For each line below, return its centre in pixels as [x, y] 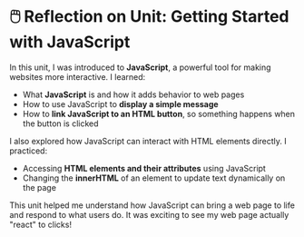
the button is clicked [60, 123]
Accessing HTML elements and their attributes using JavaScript [144, 168]
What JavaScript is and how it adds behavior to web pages [133, 94]
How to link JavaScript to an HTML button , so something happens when [159, 114]
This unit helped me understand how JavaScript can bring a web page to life [152, 205]
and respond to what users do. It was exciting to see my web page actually [149, 214]
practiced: [29, 151]
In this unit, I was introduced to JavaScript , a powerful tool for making [140, 67]
